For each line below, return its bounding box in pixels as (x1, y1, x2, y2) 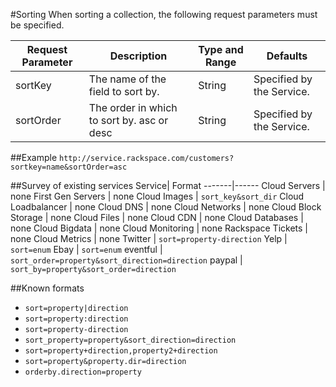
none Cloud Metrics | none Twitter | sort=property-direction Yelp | (10, 233, 288, 244)
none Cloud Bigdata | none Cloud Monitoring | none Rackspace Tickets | (10, 222, 308, 234)
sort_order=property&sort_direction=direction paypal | (10, 254, 243, 266)
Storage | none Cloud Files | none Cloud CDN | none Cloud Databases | (10, 212, 304, 223)
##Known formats (10, 282, 85, 294)
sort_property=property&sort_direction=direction (24, 335, 237, 345)
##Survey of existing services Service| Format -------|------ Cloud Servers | (10, 180, 326, 191)
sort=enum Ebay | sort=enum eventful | (10, 244, 163, 255)
